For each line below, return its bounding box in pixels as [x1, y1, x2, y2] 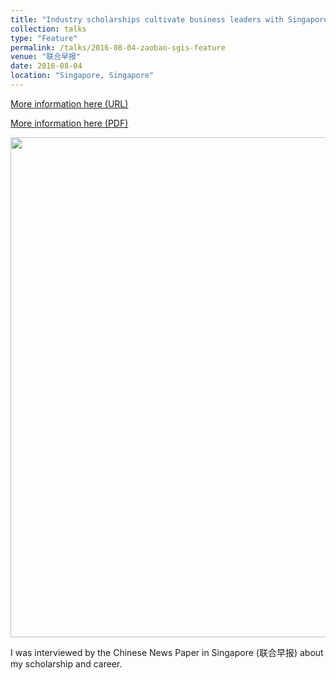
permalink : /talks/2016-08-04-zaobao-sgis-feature [10, 42, 226, 53]
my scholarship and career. [10, 657, 123, 670]
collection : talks [10, 24, 87, 34]
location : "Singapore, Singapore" [10, 71, 155, 81]
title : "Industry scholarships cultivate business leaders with [10, 14, 284, 25]
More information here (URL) [10, 97, 129, 110]
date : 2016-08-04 [10, 61, 83, 71]
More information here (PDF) [10, 117, 129, 129]
